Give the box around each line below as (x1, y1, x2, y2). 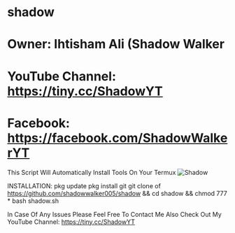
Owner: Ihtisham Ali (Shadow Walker (7, 36, 225, 52)
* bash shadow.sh (7, 197, 59, 205)
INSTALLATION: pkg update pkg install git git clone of (7, 181, 161, 190)
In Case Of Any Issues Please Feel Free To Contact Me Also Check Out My (7, 210, 222, 218)
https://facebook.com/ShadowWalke (7, 130, 228, 146)
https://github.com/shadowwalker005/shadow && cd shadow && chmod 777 (7, 189, 227, 197)
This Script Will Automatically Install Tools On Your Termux (7, 168, 176, 176)
